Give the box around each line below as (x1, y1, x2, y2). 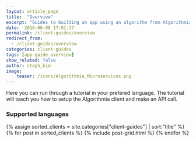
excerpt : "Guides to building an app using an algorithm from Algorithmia (6, 19, 192, 25)
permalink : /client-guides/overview (6, 30, 95, 36)
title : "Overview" (6, 14, 54, 20)
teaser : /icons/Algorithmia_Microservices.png (16, 73, 132, 79)
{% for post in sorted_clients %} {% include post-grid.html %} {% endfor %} (6, 129, 190, 137)
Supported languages (6, 110, 69, 118)
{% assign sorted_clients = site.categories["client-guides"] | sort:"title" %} (6, 123, 185, 130)
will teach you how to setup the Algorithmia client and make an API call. (6, 95, 178, 102)
